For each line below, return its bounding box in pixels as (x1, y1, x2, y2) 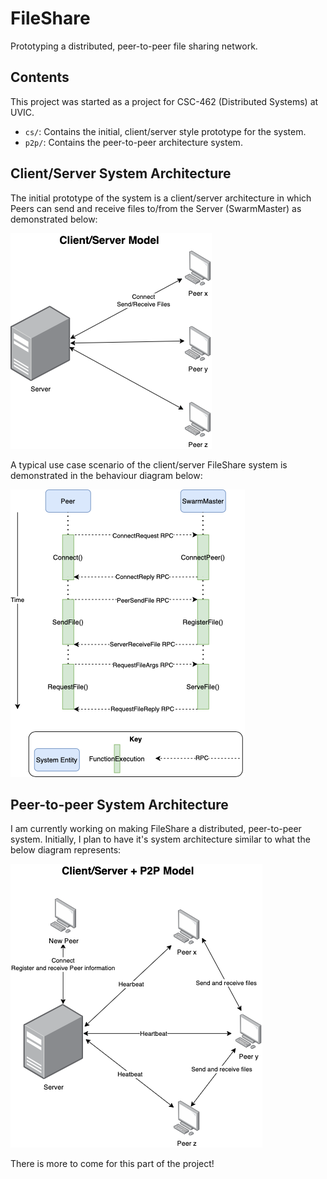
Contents (10, 69, 70, 86)
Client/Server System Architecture (10, 165, 232, 182)
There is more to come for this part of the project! (10, 1158, 215, 1170)
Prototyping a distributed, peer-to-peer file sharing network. (10, 40, 258, 52)
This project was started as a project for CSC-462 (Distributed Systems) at (10, 95, 319, 107)
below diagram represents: (10, 844, 122, 856)
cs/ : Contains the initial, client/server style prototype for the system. (24, 125, 307, 137)
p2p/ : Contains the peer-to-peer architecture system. (24, 136, 243, 148)
